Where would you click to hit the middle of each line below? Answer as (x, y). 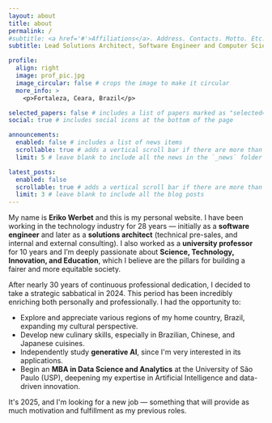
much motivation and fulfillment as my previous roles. (98, 411)
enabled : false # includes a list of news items (99, 142)
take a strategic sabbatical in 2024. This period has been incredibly (121, 294)
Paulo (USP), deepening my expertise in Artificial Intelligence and (129, 378)
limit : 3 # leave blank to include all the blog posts (110, 195)
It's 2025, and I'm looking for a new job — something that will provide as (129, 402)
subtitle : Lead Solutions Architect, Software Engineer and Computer (128, 46)
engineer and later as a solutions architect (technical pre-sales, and (123, 235)
